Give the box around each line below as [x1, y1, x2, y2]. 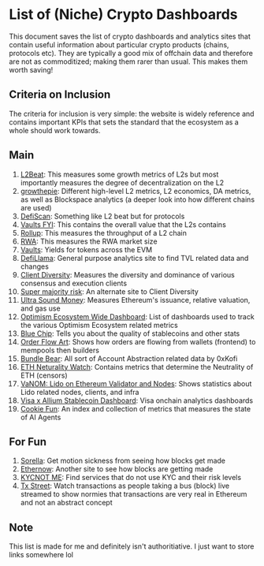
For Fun [9, 435, 46, 449]
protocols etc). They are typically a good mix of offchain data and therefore [9, 48, 253, 58]
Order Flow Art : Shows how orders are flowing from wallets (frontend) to [20, 337, 256, 346]
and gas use [20, 303, 61, 313]
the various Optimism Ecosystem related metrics [20, 320, 178, 330]
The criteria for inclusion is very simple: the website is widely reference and [9, 109, 255, 118]
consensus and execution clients [20, 278, 128, 288]
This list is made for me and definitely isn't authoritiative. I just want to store [9, 542, 255, 551]
